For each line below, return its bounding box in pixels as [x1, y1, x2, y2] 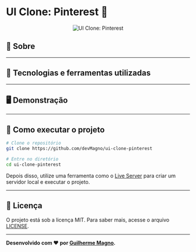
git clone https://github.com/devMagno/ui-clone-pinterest [6, 146, 153, 152]
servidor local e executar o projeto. [6, 178, 90, 185]
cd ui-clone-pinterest [6, 162, 61, 167]
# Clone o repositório [6, 140, 61, 146]
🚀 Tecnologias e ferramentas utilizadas [6, 68, 151, 78]
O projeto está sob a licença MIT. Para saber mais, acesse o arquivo [6, 216, 170, 223]
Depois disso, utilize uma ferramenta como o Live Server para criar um [6, 172, 176, 179]
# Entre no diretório [6, 156, 59, 162]
